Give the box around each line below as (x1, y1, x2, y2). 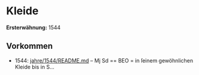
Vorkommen (6, 41, 53, 51)
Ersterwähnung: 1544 (6, 24, 61, 31)
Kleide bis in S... (14, 63, 55, 70)
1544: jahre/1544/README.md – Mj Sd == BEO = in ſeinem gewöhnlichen (14, 57, 194, 64)
